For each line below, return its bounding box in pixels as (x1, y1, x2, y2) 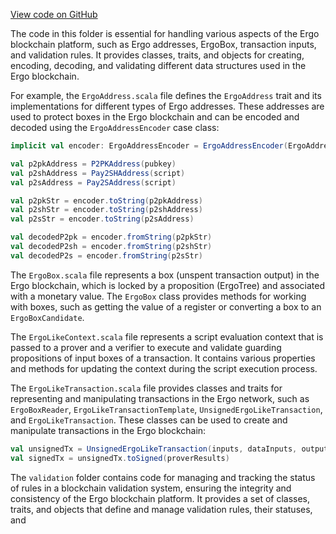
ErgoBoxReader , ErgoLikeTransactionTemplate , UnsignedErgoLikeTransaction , (10, 403, 323, 415)
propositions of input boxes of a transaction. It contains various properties (10, 352, 316, 364)
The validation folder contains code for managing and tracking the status (10, 471, 316, 483)
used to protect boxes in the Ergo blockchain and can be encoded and (10, 111, 300, 123)
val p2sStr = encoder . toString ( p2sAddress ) (10, 214, 195, 224)
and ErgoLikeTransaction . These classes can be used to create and (10, 414, 288, 426)
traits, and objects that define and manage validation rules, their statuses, (10, 503, 313, 515)
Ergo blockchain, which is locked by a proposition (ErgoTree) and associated (10, 279, 326, 291)
